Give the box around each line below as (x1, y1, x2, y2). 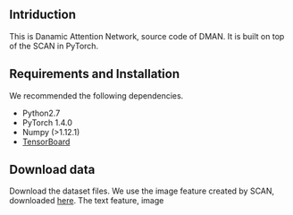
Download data (9, 162, 96, 177)
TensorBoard (21, 136, 71, 147)
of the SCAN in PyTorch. (9, 40, 99, 51)
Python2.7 (21, 107, 61, 118)
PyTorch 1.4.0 (21, 116, 73, 128)
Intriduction (9, 7, 76, 22)
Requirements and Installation (9, 66, 180, 82)
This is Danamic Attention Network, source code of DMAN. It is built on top (9, 30, 285, 41)
